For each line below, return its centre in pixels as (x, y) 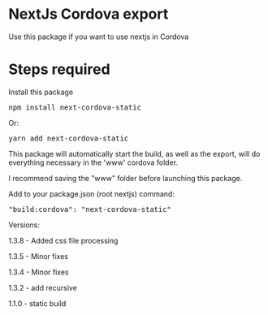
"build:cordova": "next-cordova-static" (90, 209)
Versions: (24, 225)
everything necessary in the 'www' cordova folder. (93, 162)
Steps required (60, 69)
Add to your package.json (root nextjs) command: (91, 194)
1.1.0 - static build (37, 303)
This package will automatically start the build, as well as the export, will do (134, 153)
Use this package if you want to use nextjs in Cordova (99, 37)
